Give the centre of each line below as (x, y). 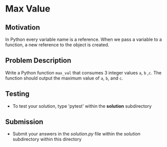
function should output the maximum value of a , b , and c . (64, 78)
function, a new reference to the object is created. (57, 45)
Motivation (23, 27)
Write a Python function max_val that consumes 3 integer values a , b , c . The (83, 72)
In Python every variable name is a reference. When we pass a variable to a (84, 39)
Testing (17, 94)
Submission (24, 122)
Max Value (28, 9)
